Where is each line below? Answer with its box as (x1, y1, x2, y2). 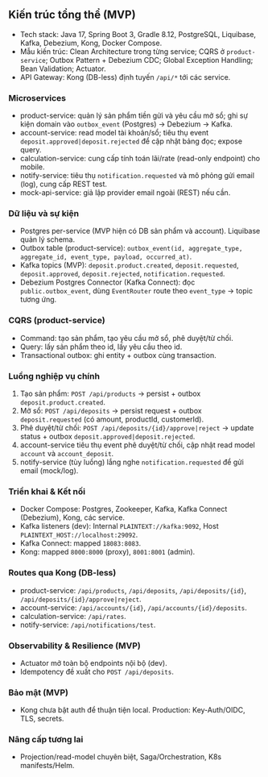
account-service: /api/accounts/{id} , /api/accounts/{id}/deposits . (19, 602, 247, 613)
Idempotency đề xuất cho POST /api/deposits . (19, 667, 175, 676)
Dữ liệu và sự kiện (8, 208, 79, 219)
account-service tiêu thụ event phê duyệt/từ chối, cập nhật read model (19, 440, 255, 450)
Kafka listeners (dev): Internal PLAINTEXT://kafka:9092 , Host (19, 521, 219, 531)
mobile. (19, 162, 46, 172)
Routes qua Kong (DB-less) (8, 567, 117, 579)
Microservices (8, 92, 67, 103)
